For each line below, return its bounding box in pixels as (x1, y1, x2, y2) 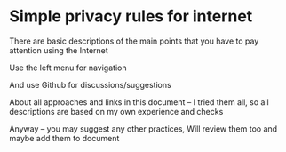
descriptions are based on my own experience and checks (9, 106, 224, 116)
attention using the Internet (9, 44, 108, 55)
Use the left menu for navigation (9, 62, 127, 73)
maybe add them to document (9, 132, 120, 143)
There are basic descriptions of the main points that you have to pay (9, 36, 259, 46)
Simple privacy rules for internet (9, 6, 253, 27)
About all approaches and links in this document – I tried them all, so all (9, 96, 269, 108)
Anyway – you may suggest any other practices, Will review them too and (9, 123, 278, 134)
